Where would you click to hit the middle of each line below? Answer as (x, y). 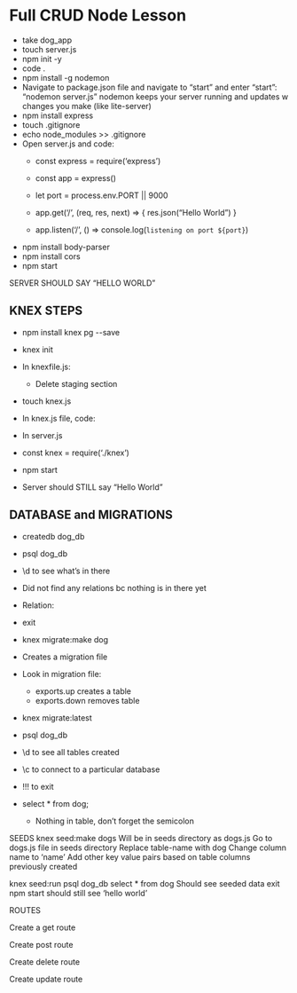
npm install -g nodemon (66, 77)
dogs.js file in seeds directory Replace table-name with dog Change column (148, 847)
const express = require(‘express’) (98, 161)
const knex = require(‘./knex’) (76, 453)
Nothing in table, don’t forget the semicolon (115, 821)
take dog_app (47, 40)
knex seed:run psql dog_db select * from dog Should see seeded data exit (145, 883)
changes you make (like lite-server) (87, 106)
